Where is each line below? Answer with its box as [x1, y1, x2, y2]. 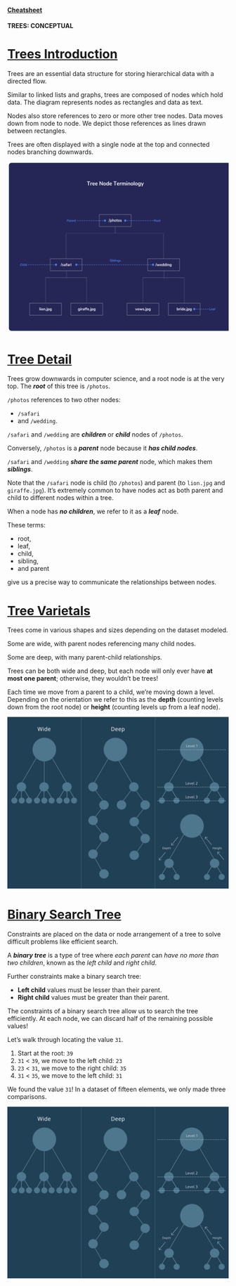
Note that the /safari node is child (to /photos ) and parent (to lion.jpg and [7, 479, 225, 487]
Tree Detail [7, 352, 72, 367]
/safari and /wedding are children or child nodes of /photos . [7, 430, 183, 439]
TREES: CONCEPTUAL [7, 22, 74, 30]
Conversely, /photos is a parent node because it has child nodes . [7, 444, 198, 453]
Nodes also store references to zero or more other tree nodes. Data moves [7, 112, 223, 120]
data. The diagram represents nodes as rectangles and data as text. [7, 98, 204, 107]
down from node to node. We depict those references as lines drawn [7, 120, 206, 128]
